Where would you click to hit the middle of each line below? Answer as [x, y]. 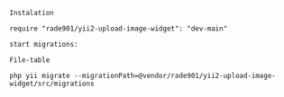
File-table [30, 60]
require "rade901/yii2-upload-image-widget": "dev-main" [119, 29]
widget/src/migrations [52, 84]
